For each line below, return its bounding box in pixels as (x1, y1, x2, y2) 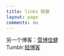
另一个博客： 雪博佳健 (6, 37, 58, 44)
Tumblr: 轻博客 (6, 44, 40, 51)
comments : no (6, 19, 39, 25)
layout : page (6, 14, 39, 20)
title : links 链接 (6, 8, 50, 15)
